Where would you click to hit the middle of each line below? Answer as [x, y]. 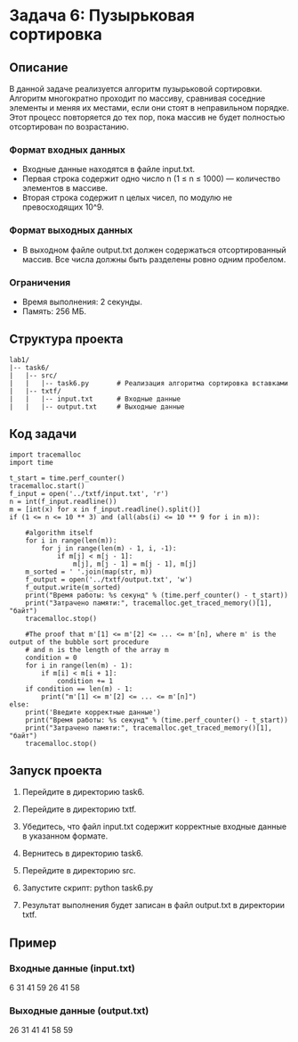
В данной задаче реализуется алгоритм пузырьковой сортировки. [136, 89]
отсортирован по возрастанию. [69, 127]
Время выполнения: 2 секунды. [82, 302]
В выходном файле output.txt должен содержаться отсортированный [154, 250]
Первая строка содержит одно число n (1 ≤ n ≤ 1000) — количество [151, 178]
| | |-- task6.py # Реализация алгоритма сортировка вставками [149, 383]
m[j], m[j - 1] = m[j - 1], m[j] [135, 564]
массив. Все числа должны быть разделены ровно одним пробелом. [154, 259]
